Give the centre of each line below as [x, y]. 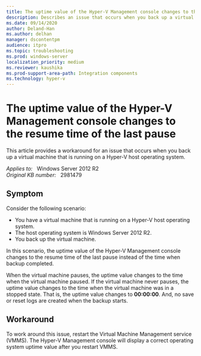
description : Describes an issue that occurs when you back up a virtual [100, 17]
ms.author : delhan [29, 34]
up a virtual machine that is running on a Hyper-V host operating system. [96, 157]
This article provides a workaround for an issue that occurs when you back [98, 151]
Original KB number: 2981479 [44, 175]
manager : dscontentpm [33, 40]
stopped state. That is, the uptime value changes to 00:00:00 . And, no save [100, 294]
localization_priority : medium [45, 62]
